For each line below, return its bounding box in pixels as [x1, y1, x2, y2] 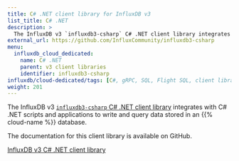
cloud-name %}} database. [7, 118, 87, 127]
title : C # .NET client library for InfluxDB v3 [7, 10, 152, 18]
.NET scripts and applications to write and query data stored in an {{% [7, 110, 213, 119]
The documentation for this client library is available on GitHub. [7, 132, 192, 140]
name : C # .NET [20, 57, 62, 64]
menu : [7, 43, 23, 51]
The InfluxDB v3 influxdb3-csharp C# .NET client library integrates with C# [7, 103, 228, 111]
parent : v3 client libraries [20, 63, 107, 71]
